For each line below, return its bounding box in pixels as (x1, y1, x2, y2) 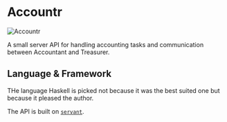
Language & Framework (7, 68, 112, 80)
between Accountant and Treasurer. (7, 48, 110, 56)
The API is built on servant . (7, 107, 84, 115)
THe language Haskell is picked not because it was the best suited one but (7, 86, 220, 94)
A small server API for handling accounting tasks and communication (7, 40, 204, 49)
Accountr (7, 4, 62, 20)
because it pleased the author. (7, 94, 94, 102)
